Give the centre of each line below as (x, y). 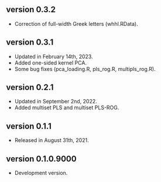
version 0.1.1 (29, 126)
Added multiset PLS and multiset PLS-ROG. (67, 107)
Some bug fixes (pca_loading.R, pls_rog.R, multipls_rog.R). (85, 69)
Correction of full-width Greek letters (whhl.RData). (76, 23)
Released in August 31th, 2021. (52, 140)
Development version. (41, 173)
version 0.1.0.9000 (42, 159)
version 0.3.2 (31, 10)
